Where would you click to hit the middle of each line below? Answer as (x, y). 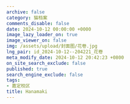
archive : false (26, 12)
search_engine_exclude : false (45, 75)
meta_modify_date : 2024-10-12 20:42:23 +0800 (65, 58)
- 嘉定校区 (18, 86)
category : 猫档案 (27, 18)
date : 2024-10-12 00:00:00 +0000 (49, 29)
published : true (27, 69)
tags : (13, 80)
